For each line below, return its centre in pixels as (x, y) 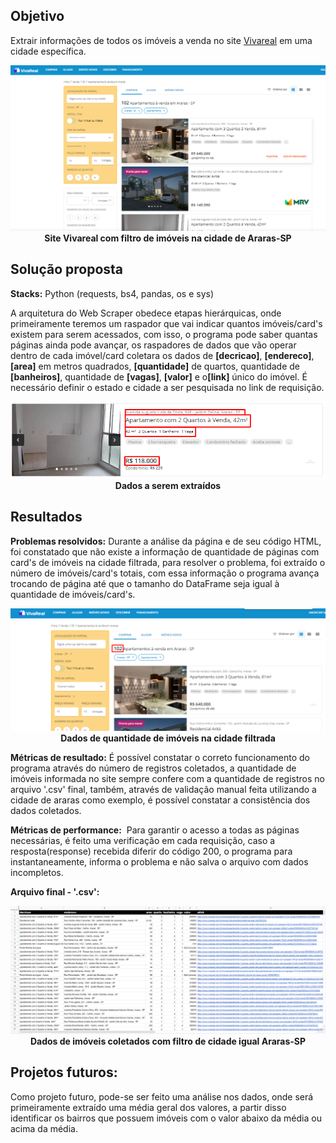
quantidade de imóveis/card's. (73, 594)
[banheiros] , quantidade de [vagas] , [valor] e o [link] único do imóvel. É (159, 376)
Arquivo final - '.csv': (55, 891)
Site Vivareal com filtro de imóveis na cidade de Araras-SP (168, 238)
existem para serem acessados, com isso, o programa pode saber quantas (164, 334)
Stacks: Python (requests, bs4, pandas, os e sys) (112, 293)
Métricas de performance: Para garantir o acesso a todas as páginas (155, 830)
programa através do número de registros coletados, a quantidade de (153, 768)
